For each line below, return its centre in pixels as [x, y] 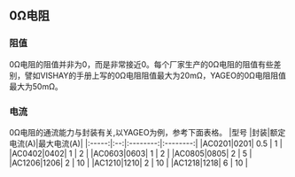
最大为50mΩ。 [36, 86]
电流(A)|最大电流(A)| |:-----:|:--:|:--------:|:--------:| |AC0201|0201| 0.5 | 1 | [146, 143]
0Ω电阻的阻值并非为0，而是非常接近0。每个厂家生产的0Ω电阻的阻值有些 [141, 64]
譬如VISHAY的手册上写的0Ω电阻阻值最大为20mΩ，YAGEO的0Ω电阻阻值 [155, 75]
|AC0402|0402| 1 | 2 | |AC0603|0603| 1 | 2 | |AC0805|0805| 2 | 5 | [131, 153]
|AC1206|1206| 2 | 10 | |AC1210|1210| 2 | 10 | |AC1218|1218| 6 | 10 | [128, 163]
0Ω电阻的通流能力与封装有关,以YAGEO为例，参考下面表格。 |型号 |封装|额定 [147, 132]
